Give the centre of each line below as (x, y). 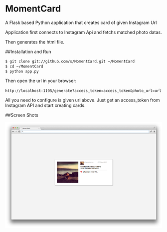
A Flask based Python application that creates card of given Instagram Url (81, 22)
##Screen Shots (22, 115)
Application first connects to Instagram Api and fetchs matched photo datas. (83, 32)
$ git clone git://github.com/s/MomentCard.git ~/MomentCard (70, 61)
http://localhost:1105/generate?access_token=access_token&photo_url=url (83, 90)
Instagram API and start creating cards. (45, 105)
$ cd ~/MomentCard (24, 66)
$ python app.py (22, 71)
